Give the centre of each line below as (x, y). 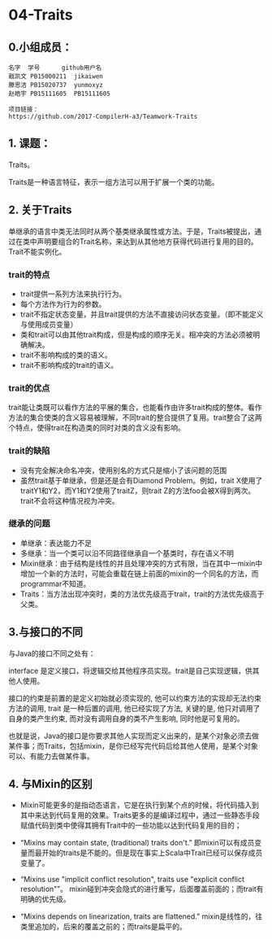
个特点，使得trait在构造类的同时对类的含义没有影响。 (97, 428)
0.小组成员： (41, 47)
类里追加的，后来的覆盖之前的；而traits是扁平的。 (103, 927)
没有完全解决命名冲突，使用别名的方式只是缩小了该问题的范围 (123, 470)
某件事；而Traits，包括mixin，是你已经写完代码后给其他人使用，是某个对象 (133, 745)
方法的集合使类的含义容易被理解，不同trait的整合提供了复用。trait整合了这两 (135, 417)
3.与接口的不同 (46, 632)
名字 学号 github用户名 (55, 68)
